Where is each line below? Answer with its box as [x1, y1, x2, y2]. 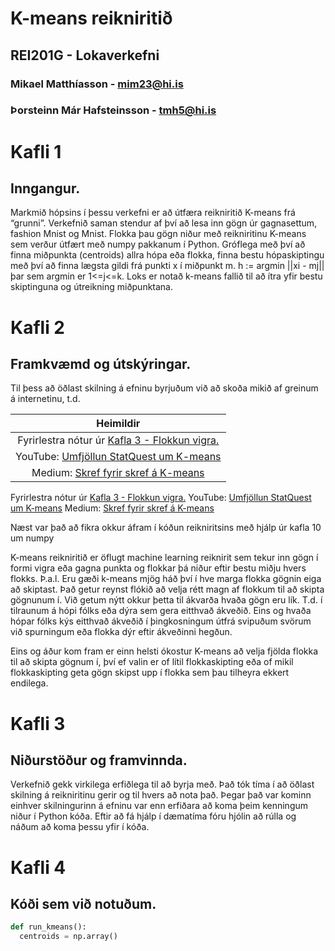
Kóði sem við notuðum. [10, 896, 157, 912]
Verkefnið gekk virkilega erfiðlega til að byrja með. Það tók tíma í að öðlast [10, 778, 315, 791]
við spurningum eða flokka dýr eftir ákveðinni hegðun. [10, 626, 233, 638]
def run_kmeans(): [10, 922, 87, 932]
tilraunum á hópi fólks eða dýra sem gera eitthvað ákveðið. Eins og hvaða [10, 605, 312, 617]
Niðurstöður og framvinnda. [10, 752, 188, 769]
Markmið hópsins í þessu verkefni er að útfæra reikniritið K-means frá [10, 207, 296, 219]
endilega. [10, 677, 49, 689]
